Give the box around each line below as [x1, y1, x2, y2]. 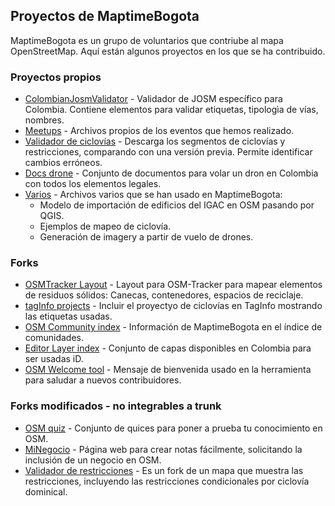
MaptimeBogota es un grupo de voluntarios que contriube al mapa [10, 34, 284, 46]
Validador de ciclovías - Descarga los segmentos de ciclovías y [24, 135, 286, 148]
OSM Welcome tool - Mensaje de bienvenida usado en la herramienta [24, 364, 312, 376]
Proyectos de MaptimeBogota [10, 8, 200, 25]
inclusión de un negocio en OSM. [24, 454, 162, 466]
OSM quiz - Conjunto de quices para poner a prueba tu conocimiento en [24, 422, 323, 434]
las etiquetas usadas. [24, 310, 113, 323]
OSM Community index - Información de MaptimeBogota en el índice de [24, 321, 323, 333]
